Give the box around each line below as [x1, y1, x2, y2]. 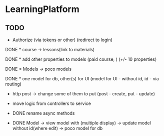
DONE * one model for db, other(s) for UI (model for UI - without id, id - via [5, 76, 159, 81]
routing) [5, 81, 21, 87]
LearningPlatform [5, 4, 80, 15]
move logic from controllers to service [12, 100, 91, 106]
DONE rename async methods [12, 110, 75, 116]
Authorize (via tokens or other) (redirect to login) [12, 37, 112, 43]
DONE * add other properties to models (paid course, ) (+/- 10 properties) [5, 56, 156, 62]
